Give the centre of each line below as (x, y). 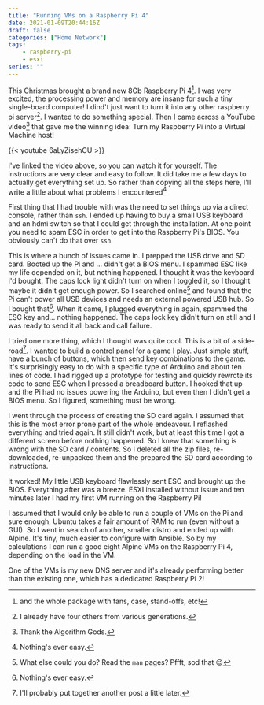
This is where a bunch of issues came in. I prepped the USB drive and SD (126, 256)
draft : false (29, 30)
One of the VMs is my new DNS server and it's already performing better (126, 570)
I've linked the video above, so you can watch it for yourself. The (113, 165)
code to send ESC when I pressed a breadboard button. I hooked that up (125, 384)
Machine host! (31, 135)
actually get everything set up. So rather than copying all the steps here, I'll (130, 182)
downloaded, (29, 458)
